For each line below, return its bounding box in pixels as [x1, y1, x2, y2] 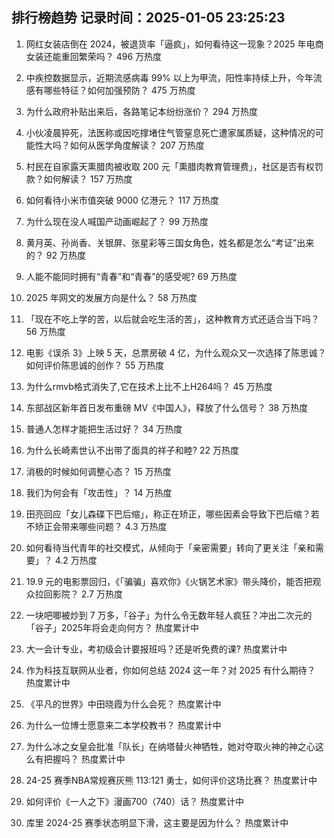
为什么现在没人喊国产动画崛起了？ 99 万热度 [25, 215, 209, 227]
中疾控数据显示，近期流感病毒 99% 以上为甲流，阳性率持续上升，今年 [25, 71, 314, 83]
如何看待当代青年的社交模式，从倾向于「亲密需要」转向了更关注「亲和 [25, 541, 316, 553]
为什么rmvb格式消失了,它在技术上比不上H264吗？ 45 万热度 [25, 380, 273, 392]
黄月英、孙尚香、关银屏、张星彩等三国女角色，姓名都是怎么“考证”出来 [25, 236, 315, 248]
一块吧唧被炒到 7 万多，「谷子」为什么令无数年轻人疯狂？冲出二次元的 [25, 609, 313, 621]
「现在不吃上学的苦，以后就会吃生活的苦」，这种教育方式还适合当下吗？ [25, 313, 320, 325]
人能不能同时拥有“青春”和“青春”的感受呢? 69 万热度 [25, 270, 238, 282]
